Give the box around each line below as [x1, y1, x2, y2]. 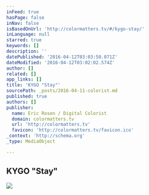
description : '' [6, 48, 47, 55]
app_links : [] [6, 76, 42, 82]
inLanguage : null [6, 31, 50, 38]
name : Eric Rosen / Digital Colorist [12, 110, 107, 116]
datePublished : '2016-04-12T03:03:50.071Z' [6, 54, 118, 60]
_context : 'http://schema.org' [6, 133, 85, 139]
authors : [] [6, 99, 36, 105]
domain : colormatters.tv [12, 116, 74, 122]
